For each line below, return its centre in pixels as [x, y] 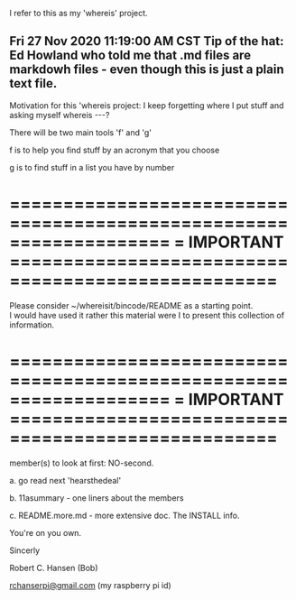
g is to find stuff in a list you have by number [92, 167]
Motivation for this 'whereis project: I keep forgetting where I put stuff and [147, 105]
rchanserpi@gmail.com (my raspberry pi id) [90, 585]
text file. [33, 83]
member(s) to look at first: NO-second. [82, 463]
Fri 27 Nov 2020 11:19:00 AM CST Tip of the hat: [147, 41]
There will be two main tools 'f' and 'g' [80, 132]
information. [32, 325]
